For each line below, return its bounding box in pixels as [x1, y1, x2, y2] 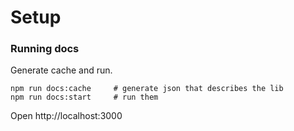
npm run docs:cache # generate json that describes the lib [10, 84, 284, 94]
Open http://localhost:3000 [10, 110, 123, 122]
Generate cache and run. [10, 64, 113, 76]
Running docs [10, 42, 80, 56]
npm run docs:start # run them [10, 92, 159, 103]
